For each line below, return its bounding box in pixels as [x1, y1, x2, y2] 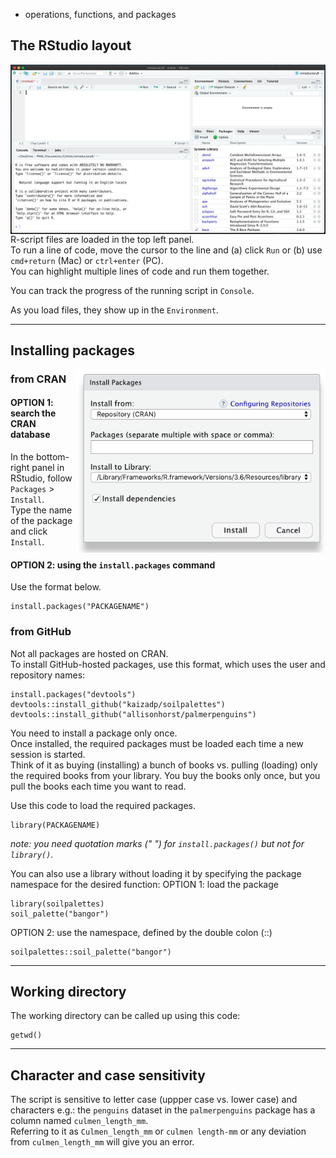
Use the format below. [10, 581, 102, 593]
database [10, 429, 51, 441]
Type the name [10, 504, 73, 516]
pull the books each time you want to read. [10, 780, 187, 792]
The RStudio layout [10, 37, 132, 54]
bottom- [35, 451, 70, 463]
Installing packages [10, 342, 136, 359]
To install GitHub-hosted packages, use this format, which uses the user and [10, 658, 326, 670]
